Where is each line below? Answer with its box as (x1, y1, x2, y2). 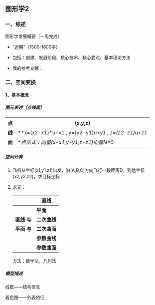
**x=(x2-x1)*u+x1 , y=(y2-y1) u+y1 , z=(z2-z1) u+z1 (17, 129, 148, 136)
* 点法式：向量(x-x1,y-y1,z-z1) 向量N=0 (17, 139, 114, 146)
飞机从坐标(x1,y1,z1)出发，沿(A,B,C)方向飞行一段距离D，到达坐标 (12, 167, 145, 173)
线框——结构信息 (5, 284, 40, 290)
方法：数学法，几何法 (12, 258, 56, 264)
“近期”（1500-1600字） (12, 44, 61, 50)
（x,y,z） (71, 120, 94, 127)
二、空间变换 (5, 79, 36, 86)
